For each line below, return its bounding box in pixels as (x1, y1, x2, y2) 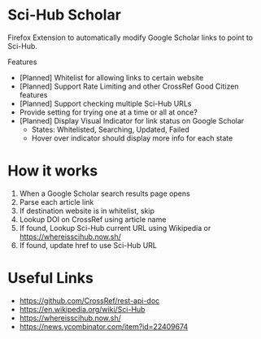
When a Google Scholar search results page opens (19, 189, 190, 198)
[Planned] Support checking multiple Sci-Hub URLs (19, 98, 192, 108)
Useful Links (7, 269, 94, 288)
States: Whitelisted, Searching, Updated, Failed (31, 124, 189, 134)
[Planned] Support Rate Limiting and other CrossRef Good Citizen (19, 81, 239, 91)
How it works (7, 162, 98, 180)
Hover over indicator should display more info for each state (31, 133, 233, 143)
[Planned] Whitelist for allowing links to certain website (19, 72, 204, 82)
